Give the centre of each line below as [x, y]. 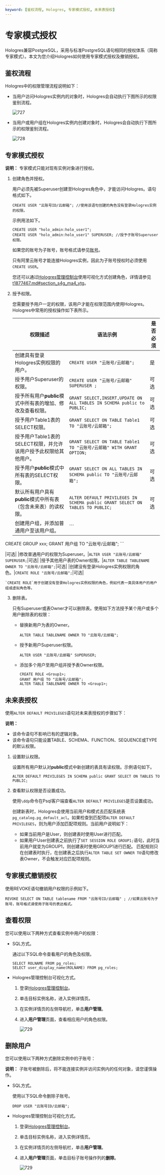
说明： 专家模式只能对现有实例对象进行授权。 [51, 168]
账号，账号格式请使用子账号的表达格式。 [40, 904]
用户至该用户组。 [39, 531]
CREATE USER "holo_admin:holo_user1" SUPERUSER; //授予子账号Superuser [85, 235]
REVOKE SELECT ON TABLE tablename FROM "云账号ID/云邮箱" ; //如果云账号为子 [82, 899]
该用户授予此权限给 [37, 451]
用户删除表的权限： [32, 615]
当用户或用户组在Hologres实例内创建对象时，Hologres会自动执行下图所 [84, 123]
